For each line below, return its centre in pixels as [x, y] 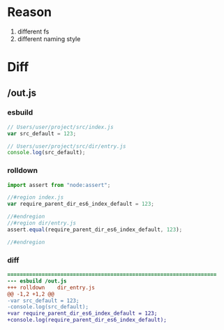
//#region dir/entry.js [42, 223]
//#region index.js [36, 197]
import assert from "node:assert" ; [59, 185]
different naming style [49, 38]
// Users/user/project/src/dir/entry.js [67, 146]
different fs [33, 31]
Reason [30, 12]
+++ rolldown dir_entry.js [51, 287]
